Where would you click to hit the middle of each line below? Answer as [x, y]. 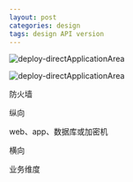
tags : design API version [56, 34]
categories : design [45, 26]
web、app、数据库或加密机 [59, 132]
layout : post [33, 17]
